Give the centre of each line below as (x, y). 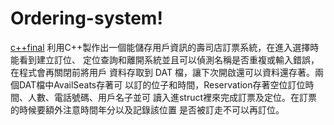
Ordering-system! (86, 18)
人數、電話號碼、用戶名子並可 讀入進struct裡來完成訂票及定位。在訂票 (172, 97)
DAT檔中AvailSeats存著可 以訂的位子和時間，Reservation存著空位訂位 (162, 84)
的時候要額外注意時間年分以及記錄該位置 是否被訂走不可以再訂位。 (147, 109)
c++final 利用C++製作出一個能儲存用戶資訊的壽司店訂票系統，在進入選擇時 (165, 47)
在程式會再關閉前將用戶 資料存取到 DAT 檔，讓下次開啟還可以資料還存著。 (162, 72)
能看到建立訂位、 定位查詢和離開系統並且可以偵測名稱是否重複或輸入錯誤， (165, 59)
